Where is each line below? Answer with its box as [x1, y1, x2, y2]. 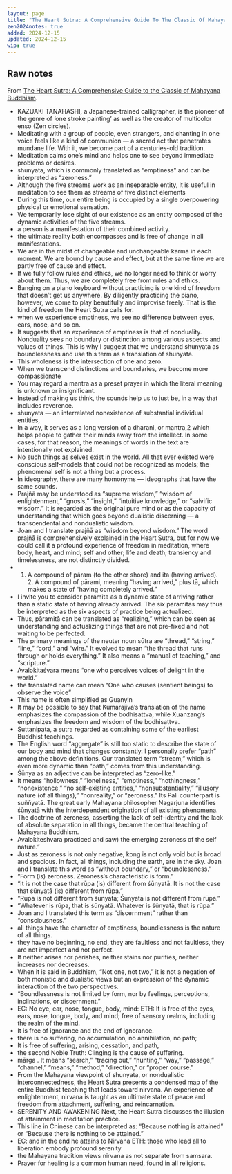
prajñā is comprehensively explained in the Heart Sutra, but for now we [17, 534, 220, 542]
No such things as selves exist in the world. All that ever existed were [17, 453, 215, 461]
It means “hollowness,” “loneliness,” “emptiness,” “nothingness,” [17, 776, 201, 784]
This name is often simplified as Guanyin [17, 695, 133, 703]
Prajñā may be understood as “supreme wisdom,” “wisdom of [17, 489, 193, 498]
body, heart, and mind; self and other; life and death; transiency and [17, 548, 211, 557]
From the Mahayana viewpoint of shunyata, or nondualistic [17, 1070, 184, 1078]
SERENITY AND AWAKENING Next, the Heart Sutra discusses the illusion [17, 1107, 224, 1115]
